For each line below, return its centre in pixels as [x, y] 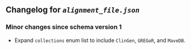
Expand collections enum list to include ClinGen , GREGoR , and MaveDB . [100, 40]
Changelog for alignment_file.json [73, 10]
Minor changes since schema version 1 [64, 27]
